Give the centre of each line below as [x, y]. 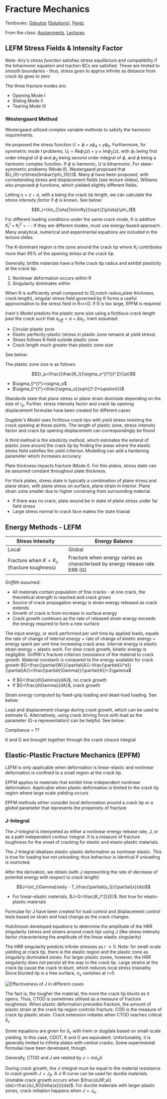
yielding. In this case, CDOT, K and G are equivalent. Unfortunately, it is [78, 1037]
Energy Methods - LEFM [43, 527]
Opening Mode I [29, 95]
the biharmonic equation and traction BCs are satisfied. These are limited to [83, 65]
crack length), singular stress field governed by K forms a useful [71, 298]
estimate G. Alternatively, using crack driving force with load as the [74, 715]
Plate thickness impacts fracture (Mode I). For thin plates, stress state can [81, 466]
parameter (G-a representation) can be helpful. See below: [65, 721]
